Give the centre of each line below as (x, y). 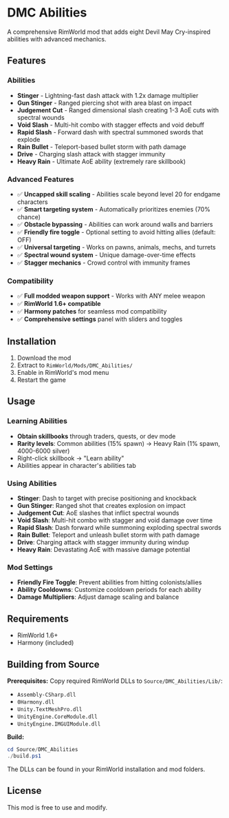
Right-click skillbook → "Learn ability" (70, 458)
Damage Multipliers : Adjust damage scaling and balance (98, 597)
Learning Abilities (37, 421)
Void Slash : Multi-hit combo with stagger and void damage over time (115, 520)
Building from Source (53, 664)
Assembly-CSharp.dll (46, 695)
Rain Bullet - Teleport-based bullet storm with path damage (102, 147)
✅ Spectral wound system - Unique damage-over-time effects (106, 255)
